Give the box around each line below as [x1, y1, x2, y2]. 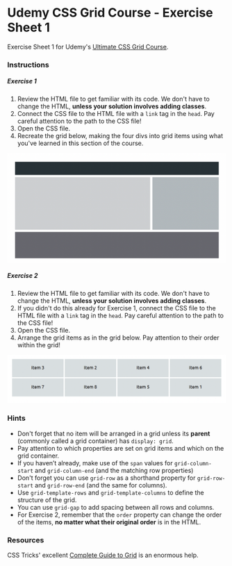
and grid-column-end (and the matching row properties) [34, 466, 194, 474]
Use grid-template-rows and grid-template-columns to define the [17, 488, 204, 497]
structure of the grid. [17, 495, 77, 504]
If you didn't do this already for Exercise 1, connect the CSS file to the [17, 303, 217, 312]
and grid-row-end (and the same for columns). [34, 481, 167, 489]
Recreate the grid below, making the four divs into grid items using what [17, 131, 224, 140]
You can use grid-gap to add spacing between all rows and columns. [17, 503, 215, 511]
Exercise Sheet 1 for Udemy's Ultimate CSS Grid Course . [7, 42, 169, 51]
